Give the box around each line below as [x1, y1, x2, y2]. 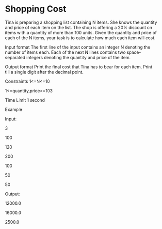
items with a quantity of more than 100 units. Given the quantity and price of [5, 30, 157, 35]
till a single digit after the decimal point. [5, 69, 84, 75]
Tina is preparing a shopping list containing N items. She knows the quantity [5, 19, 158, 25]
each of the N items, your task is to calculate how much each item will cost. [5, 35, 156, 41]
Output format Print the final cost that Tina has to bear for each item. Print [5, 64, 153, 70]
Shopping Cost [5, 3, 66, 15]
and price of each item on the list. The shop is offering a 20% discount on [5, 24, 153, 30]
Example [5, 107, 23, 112]
